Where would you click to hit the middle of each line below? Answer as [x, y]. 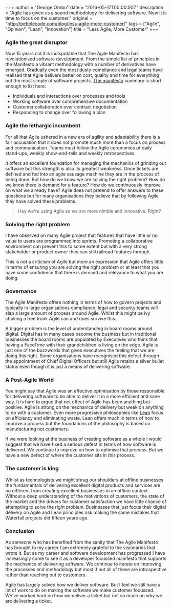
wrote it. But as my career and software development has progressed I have [85, 553]
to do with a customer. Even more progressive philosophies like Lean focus [84, 413]
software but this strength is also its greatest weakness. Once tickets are [82, 168]
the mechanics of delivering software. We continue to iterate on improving [83, 564]
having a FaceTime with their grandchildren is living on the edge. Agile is [82, 345]
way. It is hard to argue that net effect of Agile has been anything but [78, 402]
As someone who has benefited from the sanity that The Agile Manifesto [82, 542]
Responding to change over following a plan [59, 113]
